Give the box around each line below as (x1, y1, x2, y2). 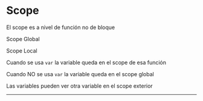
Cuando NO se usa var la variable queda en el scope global (6, 70, 154, 77)
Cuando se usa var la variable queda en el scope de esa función (6, 59, 167, 66)
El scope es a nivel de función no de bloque (6, 24, 115, 31)
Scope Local (6, 47, 37, 54)
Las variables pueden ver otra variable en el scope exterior (6, 82, 153, 90)
